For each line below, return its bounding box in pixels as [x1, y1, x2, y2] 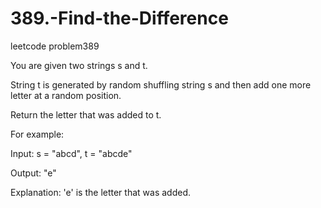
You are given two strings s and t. [10, 59, 148, 71]
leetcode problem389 [10, 40, 100, 52]
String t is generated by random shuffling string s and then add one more [10, 78, 312, 91]
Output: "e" [10, 167, 57, 179]
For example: [10, 128, 65, 140]
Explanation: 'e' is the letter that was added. [10, 186, 191, 198]
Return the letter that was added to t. [10, 108, 162, 121]
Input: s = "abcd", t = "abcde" [10, 147, 133, 159]
